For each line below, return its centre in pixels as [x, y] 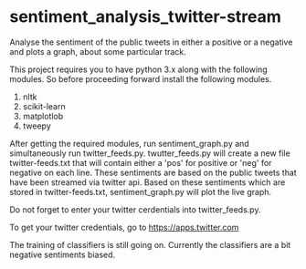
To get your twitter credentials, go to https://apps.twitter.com [124, 227]
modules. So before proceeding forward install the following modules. [141, 78]
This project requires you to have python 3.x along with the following [138, 69]
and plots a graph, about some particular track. [98, 51]
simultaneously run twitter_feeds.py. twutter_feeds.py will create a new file [150, 153]
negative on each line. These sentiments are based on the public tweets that [153, 172]
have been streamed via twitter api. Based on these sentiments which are [148, 182]
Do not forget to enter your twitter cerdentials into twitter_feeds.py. [135, 209]
